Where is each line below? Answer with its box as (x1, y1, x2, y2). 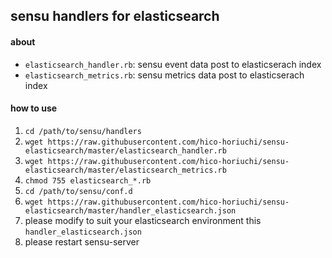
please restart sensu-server (24, 235, 140, 248)
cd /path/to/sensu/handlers (24, 126, 142, 136)
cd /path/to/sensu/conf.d (24, 186, 133, 196)
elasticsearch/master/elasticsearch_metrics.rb (24, 165, 227, 175)
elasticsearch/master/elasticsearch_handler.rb (24, 145, 227, 156)
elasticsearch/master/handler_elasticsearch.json (24, 205, 237, 216)
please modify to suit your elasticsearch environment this (24, 214, 262, 226)
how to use (10, 102, 58, 114)
